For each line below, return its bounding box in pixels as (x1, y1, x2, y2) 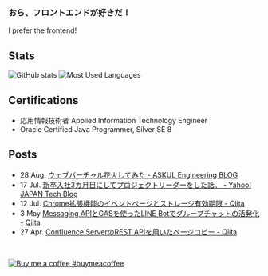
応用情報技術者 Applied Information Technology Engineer (19, 115, 208, 125)
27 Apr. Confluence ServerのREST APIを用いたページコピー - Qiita (19, 226, 238, 237)
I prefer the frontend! (8, 26, 77, 35)
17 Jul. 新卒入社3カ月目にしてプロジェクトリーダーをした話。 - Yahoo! (19, 180, 251, 190)
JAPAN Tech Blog (19, 189, 78, 198)
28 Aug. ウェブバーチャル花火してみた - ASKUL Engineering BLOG (19, 170, 238, 179)
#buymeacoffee (71, 258, 124, 268)
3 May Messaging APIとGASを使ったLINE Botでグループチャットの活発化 (19, 208, 260, 218)
